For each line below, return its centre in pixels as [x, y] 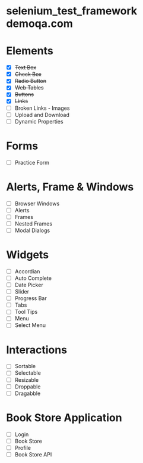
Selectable [28, 373]
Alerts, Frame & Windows [70, 187]
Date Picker [29, 285]
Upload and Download [42, 115]
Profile [23, 447]
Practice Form [32, 162]
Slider [22, 292]
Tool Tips [26, 312]
